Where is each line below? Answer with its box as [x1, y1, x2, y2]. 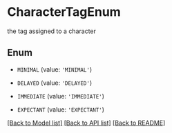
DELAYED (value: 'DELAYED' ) [17, 79, 92, 87]
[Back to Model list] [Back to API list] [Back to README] [7, 119, 166, 127]
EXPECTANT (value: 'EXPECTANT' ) [17, 105, 105, 114]
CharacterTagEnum [7, 4, 121, 20]
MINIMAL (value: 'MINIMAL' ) [17, 65, 92, 73]
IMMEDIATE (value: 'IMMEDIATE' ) [17, 92, 105, 100]
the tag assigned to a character [7, 27, 97, 35]
